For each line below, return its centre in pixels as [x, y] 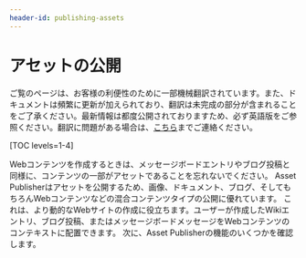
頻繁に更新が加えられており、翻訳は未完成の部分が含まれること [177, 104]
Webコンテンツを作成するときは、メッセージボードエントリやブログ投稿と [150, 164]
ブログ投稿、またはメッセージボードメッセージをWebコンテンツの [165, 221]
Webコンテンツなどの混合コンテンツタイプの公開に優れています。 [157, 198]
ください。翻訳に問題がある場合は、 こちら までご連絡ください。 [137, 127]
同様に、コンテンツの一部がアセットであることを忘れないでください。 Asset [153, 175]
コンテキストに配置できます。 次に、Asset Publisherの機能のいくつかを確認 [152, 232]
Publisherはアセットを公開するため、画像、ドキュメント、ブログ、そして [147, 187]
